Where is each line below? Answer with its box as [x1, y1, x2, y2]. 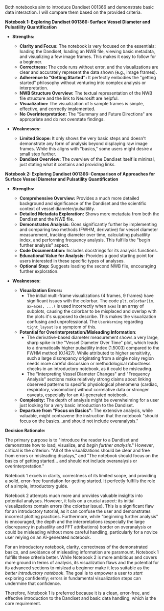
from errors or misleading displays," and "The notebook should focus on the [5, 453, 159, 459]
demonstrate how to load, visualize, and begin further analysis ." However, [5, 442, 154, 448]
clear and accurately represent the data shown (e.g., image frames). [19, 69, 157, 75]
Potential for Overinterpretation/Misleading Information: [19, 329, 137, 335]
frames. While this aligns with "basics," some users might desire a [19, 146, 153, 151]
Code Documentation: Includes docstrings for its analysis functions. [19, 248, 158, 253]
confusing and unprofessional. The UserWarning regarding [26, 319, 143, 324]
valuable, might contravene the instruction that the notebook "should [19, 413, 159, 418]
